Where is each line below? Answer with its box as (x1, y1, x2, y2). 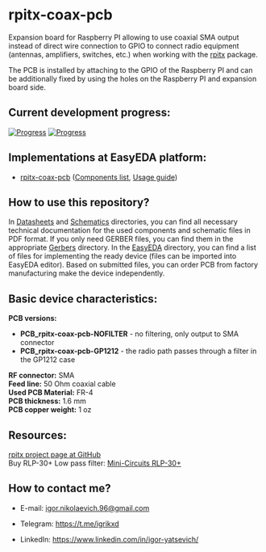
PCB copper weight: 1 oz (8, 405, 92, 415)
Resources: (8, 428, 67, 442)
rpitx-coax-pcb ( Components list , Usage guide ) (19, 172, 178, 182)
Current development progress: (8, 106, 171, 120)
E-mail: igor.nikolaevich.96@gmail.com (19, 503, 150, 512)
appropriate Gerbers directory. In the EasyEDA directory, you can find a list (8, 242, 256, 252)
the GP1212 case (19, 355, 76, 364)
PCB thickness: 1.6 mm (8, 396, 86, 406)
